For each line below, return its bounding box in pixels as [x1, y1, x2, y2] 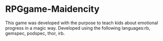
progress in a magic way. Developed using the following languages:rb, [5, 25, 150, 31]
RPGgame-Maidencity [5, 3, 100, 15]
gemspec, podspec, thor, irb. [5, 30, 65, 36]
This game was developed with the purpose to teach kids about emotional [5, 20, 158, 26]
